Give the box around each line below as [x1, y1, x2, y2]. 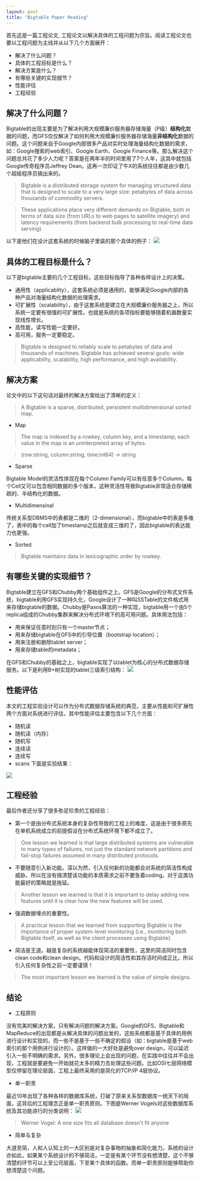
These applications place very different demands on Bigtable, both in [20, 206, 190, 213]
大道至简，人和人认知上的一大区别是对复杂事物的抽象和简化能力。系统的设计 [6, 1144, 194, 1152]
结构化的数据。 [26, 489, 64, 497]
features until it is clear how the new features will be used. [20, 898, 164, 905]
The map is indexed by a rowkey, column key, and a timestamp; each [20, 433, 190, 440]
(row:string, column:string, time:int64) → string [20, 451, 136, 458]
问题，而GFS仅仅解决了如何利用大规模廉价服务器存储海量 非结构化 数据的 [16, 133, 194, 140]
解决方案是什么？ [14, 66, 57, 74]
